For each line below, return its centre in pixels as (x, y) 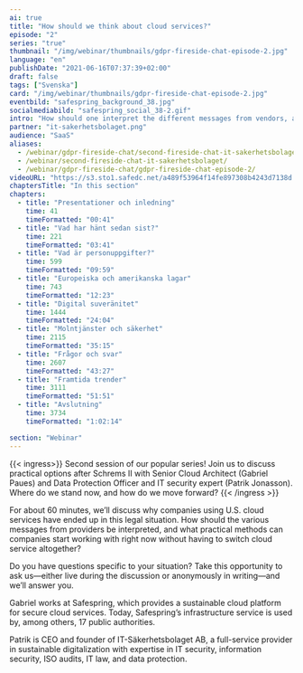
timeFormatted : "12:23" (70, 295)
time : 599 (44, 262)
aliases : (26, 144)
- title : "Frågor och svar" (70, 354)
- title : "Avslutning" (60, 405)
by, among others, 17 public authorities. (83, 621)
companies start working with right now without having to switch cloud (141, 538)
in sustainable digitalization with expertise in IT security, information (136, 649)
